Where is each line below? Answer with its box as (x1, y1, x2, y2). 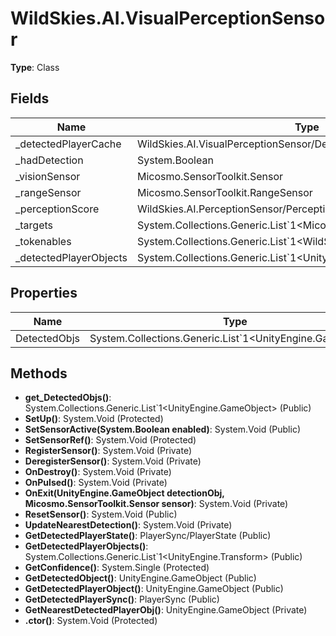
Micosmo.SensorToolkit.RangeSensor (136, 185, 313, 199)
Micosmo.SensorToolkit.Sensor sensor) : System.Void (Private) (24, 498, 289, 510)
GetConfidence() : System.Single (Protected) (24, 562, 210, 574)
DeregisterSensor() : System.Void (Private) (24, 455, 202, 467)
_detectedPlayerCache (15, 137, 122, 151)
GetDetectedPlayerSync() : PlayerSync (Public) (24, 593, 220, 606)
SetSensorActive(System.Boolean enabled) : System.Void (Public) (24, 423, 301, 436)
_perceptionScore (15, 202, 100, 216)
